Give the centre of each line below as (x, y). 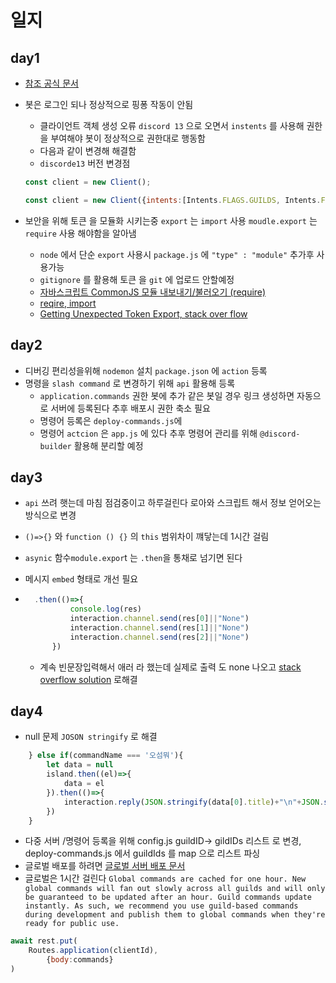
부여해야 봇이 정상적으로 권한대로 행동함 (128, 138)
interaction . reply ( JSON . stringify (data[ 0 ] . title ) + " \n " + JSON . (194, 802)
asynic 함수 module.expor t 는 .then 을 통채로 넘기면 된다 (133, 558)
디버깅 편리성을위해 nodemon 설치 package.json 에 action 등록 (146, 370)
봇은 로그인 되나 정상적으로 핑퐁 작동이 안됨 (109, 104)
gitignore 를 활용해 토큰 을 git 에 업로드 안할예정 (137, 279)
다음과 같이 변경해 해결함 (88, 150)
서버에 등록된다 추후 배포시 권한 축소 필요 (130, 408)
